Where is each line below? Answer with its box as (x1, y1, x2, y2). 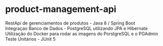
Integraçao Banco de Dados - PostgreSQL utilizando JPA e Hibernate (5, 25, 148, 31)
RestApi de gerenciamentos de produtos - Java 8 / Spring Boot (5, 20, 135, 26)
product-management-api (5, 3, 116, 15)
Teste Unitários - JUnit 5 (5, 36, 56, 42)
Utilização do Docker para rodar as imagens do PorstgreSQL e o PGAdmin (5, 30, 158, 36)
